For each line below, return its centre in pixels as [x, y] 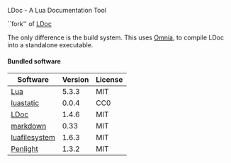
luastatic [25, 103]
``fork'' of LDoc [29, 24]
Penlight [25, 149]
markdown [29, 126]
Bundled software [34, 61]
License [109, 80]
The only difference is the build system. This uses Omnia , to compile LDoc [116, 37]
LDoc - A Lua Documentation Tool [57, 10]
